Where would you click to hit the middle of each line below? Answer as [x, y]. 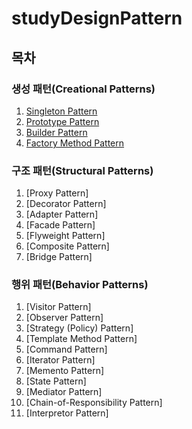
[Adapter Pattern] [62, 214]
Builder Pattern [56, 132]
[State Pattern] [56, 381]
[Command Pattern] [66, 349]
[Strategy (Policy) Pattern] [79, 328]
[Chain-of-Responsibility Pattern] [94, 403]
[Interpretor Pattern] [67, 413]
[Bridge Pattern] [59, 257]
